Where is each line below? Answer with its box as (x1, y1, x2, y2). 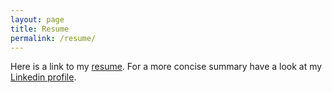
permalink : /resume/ (10, 33, 97, 43)
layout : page (10, 14, 65, 25)
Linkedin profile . (10, 71, 77, 83)
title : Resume (10, 24, 70, 34)
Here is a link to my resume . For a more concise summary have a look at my (10, 61, 323, 73)
